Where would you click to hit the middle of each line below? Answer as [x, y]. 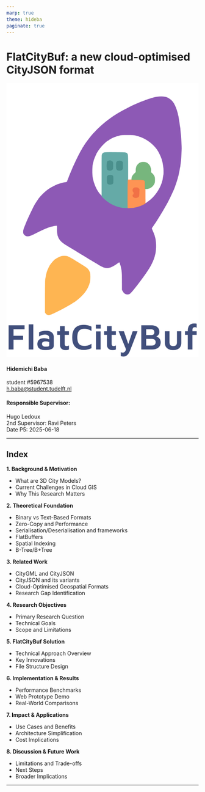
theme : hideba [24, 19]
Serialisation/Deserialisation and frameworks [71, 530]
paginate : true [26, 26]
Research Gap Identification [50, 593]
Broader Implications [41, 777]
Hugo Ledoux [23, 416]
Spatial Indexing [35, 543]
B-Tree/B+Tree [34, 550]
